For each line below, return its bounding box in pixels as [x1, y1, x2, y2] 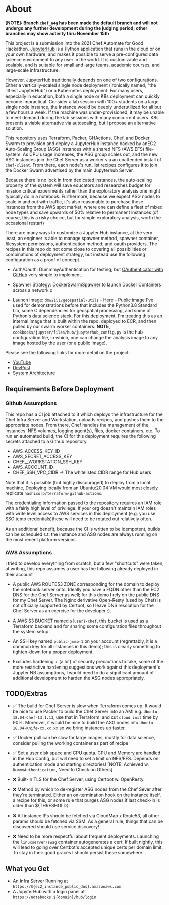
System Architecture [12, 370, 55, 376]
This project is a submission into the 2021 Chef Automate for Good [5, 40, 144, 46]
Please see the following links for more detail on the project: [5, 349, 130, 355]
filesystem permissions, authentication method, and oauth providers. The [5, 241, 157, 247]
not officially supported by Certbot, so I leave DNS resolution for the [12, 602, 154, 608]
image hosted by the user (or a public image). [12, 340, 107, 346]
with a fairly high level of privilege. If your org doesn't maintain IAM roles [5, 505, 156, 511]
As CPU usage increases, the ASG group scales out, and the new [22, 151, 158, 157]
